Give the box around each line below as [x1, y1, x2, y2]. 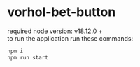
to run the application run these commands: [7, 34, 134, 42]
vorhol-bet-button [7, 4, 116, 20]
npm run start [7, 54, 49, 61]
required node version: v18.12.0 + [7, 27, 103, 35]
